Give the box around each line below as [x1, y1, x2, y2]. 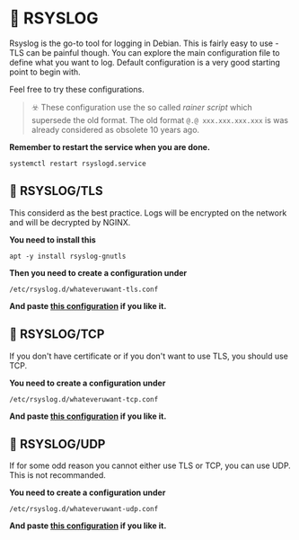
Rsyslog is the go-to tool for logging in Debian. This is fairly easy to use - [9, 38, 279, 49]
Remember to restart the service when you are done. [9, 141, 211, 152]
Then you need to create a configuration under [9, 267, 187, 278]
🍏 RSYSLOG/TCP [9, 327, 105, 342]
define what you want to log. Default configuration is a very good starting [9, 57, 281, 67]
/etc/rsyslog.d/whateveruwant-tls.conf [9, 285, 159, 294]
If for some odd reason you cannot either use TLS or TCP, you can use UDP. [9, 460, 292, 471]
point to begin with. [9, 66, 81, 77]
